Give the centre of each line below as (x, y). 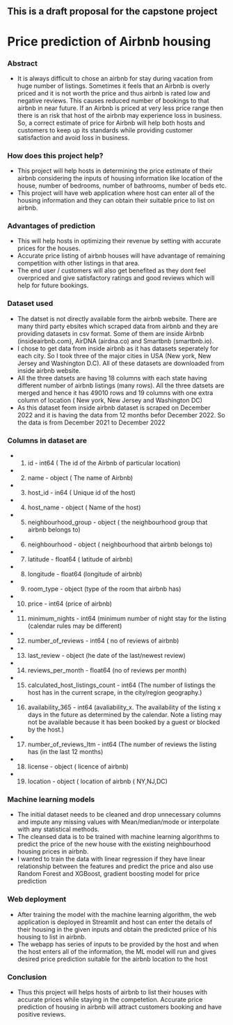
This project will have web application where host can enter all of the (116, 193)
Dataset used (30, 304)
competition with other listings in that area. (79, 263)
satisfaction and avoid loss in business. (73, 137)
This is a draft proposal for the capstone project (112, 11)
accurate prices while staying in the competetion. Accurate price (110, 999)
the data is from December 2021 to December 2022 (91, 422)
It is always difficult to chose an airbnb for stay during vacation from (115, 78)
